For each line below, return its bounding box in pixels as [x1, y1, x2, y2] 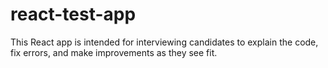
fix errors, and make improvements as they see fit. [10, 46, 218, 58]
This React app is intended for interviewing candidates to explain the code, [10, 36, 319, 48]
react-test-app [10, 3, 137, 26]
